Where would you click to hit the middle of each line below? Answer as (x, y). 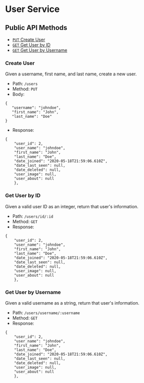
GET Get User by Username (40, 50)
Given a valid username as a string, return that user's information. (72, 303)
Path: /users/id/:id (33, 216)
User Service (33, 9)
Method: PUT (25, 89)
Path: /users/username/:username (46, 313)
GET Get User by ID (31, 45)
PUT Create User (29, 39)
